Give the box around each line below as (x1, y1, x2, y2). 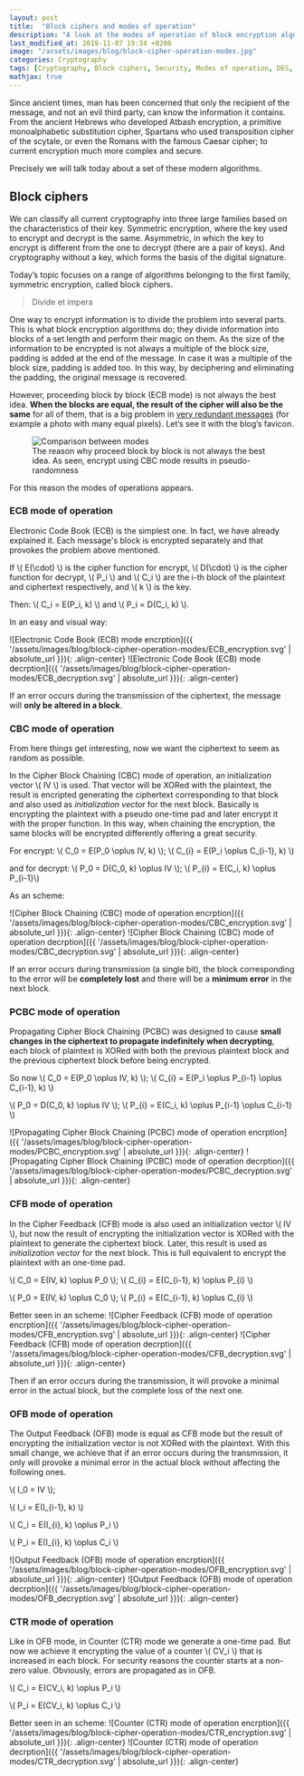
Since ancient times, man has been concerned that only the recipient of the (9, 97, 290, 108)
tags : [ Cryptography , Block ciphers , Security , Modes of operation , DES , (9, 64, 294, 73)
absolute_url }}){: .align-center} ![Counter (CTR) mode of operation (9, 1737, 259, 1748)
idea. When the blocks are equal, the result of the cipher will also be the (9, 399, 283, 410)
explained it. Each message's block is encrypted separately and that (9, 535, 264, 545)
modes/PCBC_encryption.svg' (9, 1146, 122, 1157)
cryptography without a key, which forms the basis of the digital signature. (9, 251, 287, 263)
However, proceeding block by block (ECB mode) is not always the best (9, 389, 277, 400)
